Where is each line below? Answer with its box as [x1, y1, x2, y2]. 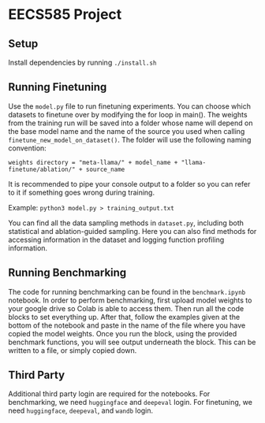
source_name [85, 165, 125, 173]
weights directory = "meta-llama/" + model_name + [8, 158, 178, 166]
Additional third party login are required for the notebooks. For [8, 389, 211, 399]
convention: [8, 143, 47, 153]
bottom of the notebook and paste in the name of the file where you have [8, 321, 246, 330]
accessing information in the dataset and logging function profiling [8, 235, 225, 244]
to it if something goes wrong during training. [8, 187, 155, 197]
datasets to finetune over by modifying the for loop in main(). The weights [8, 109, 248, 119]
